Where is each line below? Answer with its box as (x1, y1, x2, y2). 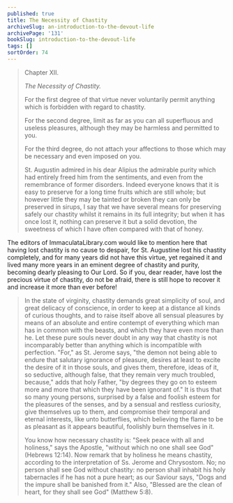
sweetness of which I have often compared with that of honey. (24, 225, 204, 233)
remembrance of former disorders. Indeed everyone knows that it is (24, 180, 220, 188)
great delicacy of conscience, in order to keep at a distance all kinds (24, 303, 221, 312)
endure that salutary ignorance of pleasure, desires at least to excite (24, 355, 221, 363)
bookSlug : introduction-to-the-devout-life (7, 36, 136, 43)
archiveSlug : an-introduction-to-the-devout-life (7, 23, 155, 30)
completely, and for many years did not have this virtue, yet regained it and (7, 253, 223, 262)
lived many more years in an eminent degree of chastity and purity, (7, 260, 200, 269)
